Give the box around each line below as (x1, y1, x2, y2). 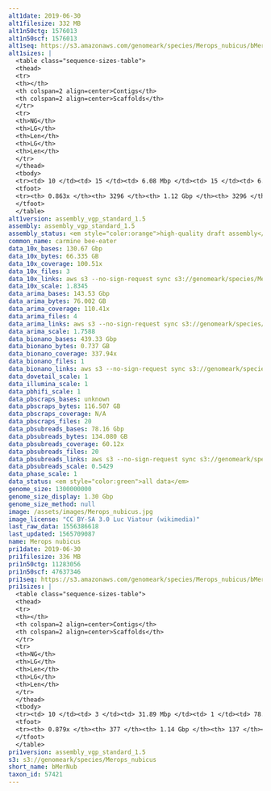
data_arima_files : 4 (8, 312, 78, 320)
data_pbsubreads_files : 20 (8, 448, 99, 456)
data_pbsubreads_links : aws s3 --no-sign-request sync (8, 455, 197, 463)
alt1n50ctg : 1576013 (8, 27, 78, 35)
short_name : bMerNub (8, 763, 78, 772)
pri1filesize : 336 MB (8, 553, 81, 561)
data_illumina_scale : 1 (8, 380, 89, 388)
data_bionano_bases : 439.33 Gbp (8, 334, 117, 343)
